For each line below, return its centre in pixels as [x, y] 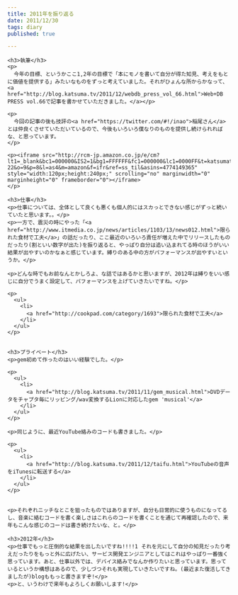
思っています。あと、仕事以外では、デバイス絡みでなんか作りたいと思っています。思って [117, 562]
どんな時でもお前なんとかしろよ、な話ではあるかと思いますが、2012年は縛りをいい [120, 274]
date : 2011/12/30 [33, 21]
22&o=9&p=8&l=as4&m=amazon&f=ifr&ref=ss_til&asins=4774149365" [103, 168]
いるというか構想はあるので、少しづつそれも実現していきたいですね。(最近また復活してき [119, 569]
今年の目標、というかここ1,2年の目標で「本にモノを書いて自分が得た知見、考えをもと [121, 74]
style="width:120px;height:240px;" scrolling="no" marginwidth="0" [109, 174]
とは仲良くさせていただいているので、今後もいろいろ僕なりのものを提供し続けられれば [115, 129]
